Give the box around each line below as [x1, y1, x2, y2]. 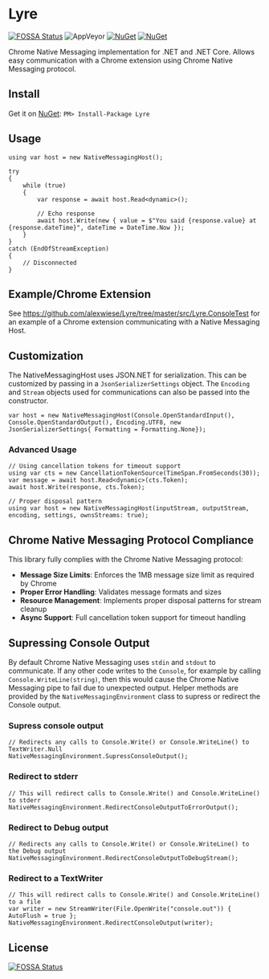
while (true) [22, 182, 67, 190]
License [8, 940, 49, 954]
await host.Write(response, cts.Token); [8, 483, 146, 492]
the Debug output [8, 847, 67, 855]
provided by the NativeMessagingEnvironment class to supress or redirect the [8, 691, 261, 701]
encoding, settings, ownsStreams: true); [8, 512, 149, 520]
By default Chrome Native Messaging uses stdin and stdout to [8, 658, 216, 667]
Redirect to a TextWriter [8, 872, 104, 883]
